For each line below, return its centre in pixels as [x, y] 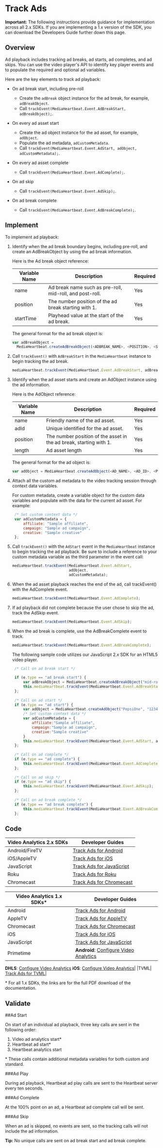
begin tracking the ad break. [40, 362]
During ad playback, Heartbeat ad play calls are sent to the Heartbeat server [81, 1083]
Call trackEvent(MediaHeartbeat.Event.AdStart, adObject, [78, 148]
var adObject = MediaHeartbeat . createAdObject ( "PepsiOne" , [84, 709]
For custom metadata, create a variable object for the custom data [78, 496]
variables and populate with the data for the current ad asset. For [77, 500]
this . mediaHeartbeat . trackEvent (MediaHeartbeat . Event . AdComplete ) [91, 764]
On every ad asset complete [40, 163]
